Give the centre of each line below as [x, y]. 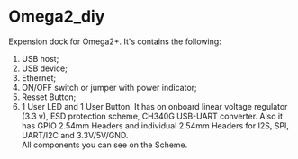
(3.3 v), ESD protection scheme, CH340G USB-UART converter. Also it [152, 116]
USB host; [40, 58]
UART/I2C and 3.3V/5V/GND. [75, 135]
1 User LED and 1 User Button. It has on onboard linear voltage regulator [154, 106]
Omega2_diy [57, 17]
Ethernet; [38, 77]
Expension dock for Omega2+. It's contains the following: [115, 41]
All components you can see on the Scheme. [104, 145]
